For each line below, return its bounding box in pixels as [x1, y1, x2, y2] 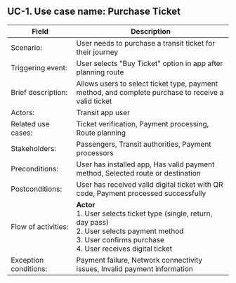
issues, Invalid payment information [76, 263, 193, 273]
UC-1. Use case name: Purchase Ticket [7, 6, 181, 18]
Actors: [11, 107, 35, 117]
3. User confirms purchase [76, 235, 165, 244]
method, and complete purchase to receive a [76, 87, 224, 97]
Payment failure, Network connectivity [76, 255, 203, 265]
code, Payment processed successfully [76, 188, 206, 198]
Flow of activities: [11, 221, 69, 231]
